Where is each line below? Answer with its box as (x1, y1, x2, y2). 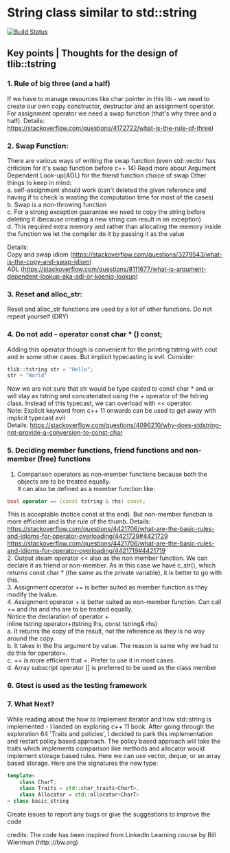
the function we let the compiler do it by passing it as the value (7, 229, 185, 238)
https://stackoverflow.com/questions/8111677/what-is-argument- (23, 265, 207, 273)
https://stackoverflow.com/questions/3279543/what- (71, 250, 223, 259)
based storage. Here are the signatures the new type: (7, 759, 159, 767)
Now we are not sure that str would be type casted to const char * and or (7, 385, 214, 393)
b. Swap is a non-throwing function (7, 200, 107, 208)
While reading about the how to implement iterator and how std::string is (7, 715, 211, 723)
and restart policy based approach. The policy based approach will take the (7, 737, 221, 745)
